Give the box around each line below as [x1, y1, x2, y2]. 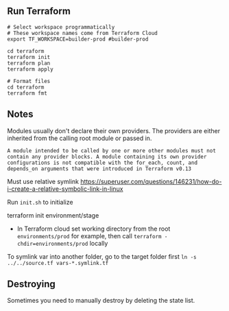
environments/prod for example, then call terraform [16, 231, 162, 240]
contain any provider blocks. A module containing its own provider [7, 153, 207, 160]
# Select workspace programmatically [7, 23, 115, 30]
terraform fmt [7, 89, 48, 97]
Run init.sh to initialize [7, 198, 73, 206]
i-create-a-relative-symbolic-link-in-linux [7, 185, 123, 193]
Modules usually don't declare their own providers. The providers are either [7, 126, 221, 135]
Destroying [7, 278, 56, 290]
